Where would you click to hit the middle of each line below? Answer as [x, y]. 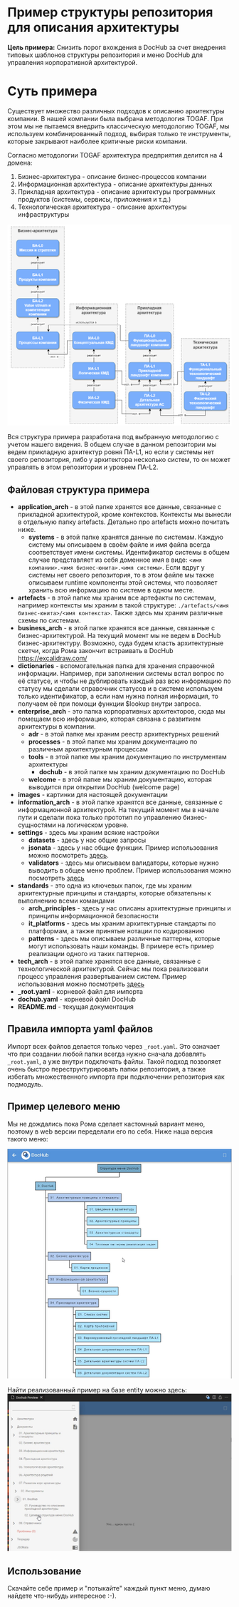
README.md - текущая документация [75, 1007]
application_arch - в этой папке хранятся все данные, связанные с [119, 507]
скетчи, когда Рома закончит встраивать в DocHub [95, 651]
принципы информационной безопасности [93, 916]
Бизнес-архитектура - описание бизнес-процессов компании [112, 176]
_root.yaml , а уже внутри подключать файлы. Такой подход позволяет [115, 1061]
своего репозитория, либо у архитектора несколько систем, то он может [119, 460]
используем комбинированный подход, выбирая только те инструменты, [119, 133]
